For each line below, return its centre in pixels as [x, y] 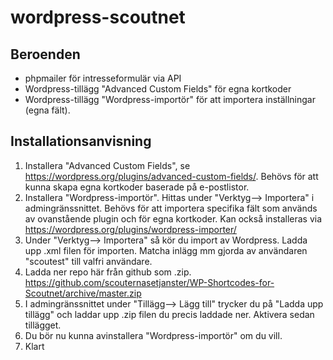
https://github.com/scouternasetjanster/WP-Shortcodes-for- [149, 282]
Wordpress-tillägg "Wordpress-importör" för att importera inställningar [170, 99]
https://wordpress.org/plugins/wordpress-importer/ [130, 229]
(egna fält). [47, 110]
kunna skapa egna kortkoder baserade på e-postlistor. [137, 187]
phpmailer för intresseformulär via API [103, 78]
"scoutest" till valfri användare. [88, 261]
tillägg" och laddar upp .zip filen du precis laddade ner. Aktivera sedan [169, 314]
